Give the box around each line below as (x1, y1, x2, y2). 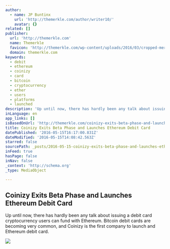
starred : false (5, 139, 37, 145)
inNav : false (5, 158, 33, 163)
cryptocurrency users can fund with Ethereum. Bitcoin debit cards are (5, 218, 151, 224)
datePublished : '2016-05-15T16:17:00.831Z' (5, 130, 99, 135)
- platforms (10, 97, 35, 102)
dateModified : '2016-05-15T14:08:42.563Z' (5, 135, 96, 140)
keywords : (5, 54, 26, 60)
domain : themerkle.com (10, 50, 58, 55)
